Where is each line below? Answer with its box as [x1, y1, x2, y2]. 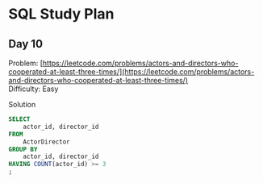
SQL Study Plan [8, 5, 115, 23]
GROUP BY [8, 145, 38, 153]
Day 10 [8, 37, 43, 51]
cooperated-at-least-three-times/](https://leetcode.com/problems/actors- [8, 67, 255, 77]
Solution [8, 100, 36, 109]
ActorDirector [23, 138, 70, 146]
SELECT [8, 115, 31, 123]
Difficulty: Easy [8, 84, 59, 94]
